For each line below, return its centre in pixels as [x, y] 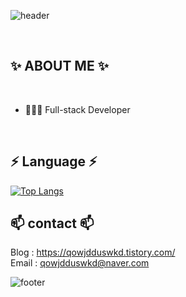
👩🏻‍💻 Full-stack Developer [77, 109]
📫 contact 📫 [52, 223]
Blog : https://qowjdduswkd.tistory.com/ [93, 252]
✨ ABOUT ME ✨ [59, 66]
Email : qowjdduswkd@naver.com [80, 263]
